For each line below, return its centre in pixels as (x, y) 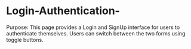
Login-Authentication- (63, 11)
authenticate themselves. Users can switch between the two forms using (96, 33)
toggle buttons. (25, 40)
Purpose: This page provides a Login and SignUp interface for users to (93, 27)
